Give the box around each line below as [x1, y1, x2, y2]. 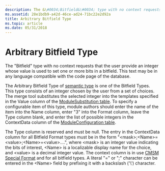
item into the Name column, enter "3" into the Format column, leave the [5, 109, 150, 115]
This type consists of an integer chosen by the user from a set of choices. [5, 88, 155, 94]
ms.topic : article [5, 21, 43, 26]
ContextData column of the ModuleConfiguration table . [5, 119, 116, 125]
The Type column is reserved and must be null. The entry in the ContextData [5, 129, 160, 135]
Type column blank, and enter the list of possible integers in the [5, 114, 134, 120]
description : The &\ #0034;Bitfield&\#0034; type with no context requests [5, 7, 162, 12]
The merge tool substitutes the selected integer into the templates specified [5, 93, 159, 99]
